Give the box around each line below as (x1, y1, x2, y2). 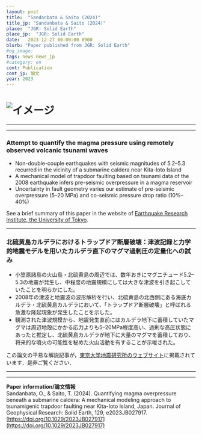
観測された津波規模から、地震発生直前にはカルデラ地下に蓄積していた (14, 316, 189, 323)
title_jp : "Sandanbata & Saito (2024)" (6, 20, 106, 26)
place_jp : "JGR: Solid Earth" (6, 31, 85, 37)
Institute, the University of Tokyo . (6, 216, 88, 223)
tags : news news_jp (6, 54, 55, 60)
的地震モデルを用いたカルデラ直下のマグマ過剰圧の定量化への (6, 247, 185, 256)
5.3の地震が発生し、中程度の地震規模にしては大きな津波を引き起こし (14, 278, 186, 286)
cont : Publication (6, 64, 52, 71)
